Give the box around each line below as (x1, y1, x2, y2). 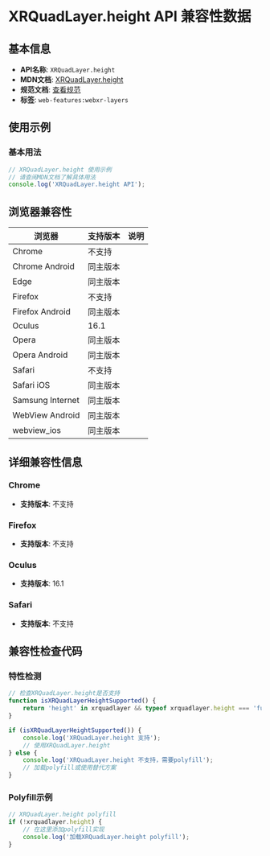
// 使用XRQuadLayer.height (22, 741, 111, 749)
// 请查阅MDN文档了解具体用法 (8, 173, 96, 181)
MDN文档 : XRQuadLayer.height (19, 75, 124, 84)
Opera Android (12, 349, 68, 360)
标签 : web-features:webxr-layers (19, 95, 129, 105)
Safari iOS (12, 380, 51, 391)
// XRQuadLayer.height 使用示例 (8, 166, 112, 174)
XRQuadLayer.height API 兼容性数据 (8, 7, 252, 26)
